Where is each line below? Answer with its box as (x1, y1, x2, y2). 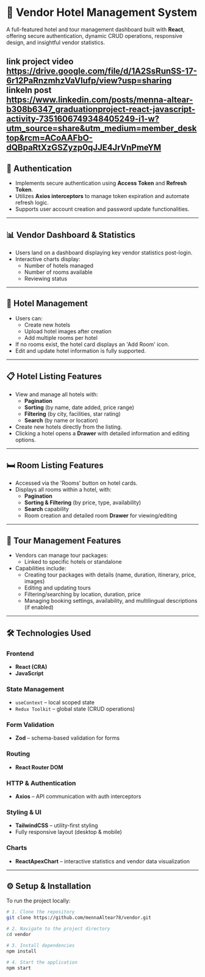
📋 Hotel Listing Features (6, 371, 103, 382)
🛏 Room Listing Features (6, 460, 104, 470)
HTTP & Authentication (6, 779, 76, 787)
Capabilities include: (15, 565, 67, 572)
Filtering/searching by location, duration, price (24, 591, 141, 598)
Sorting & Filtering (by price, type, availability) (24, 499, 142, 506)
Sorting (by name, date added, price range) (24, 404, 134, 411)
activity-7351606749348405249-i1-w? (6, 114, 160, 124)
